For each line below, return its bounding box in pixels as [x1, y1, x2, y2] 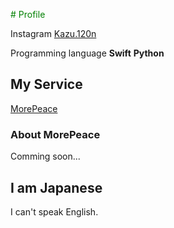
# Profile [10, 9, 46, 20]
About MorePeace [10, 127, 101, 141]
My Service [10, 76, 83, 93]
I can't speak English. [10, 205, 99, 218]
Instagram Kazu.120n [10, 28, 97, 39]
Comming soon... [10, 150, 81, 163]
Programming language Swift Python [10, 47, 165, 59]
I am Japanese [10, 179, 103, 196]
